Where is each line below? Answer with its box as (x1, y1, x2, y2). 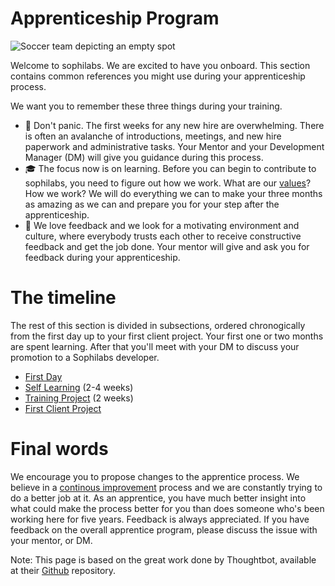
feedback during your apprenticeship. (24, 251, 181, 263)
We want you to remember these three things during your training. (10, 100, 283, 112)
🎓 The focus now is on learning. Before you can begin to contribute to (24, 162, 317, 174)
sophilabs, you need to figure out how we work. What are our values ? (24, 177, 312, 189)
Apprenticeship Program (10, 7, 220, 30)
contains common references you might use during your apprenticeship (10, 70, 306, 82)
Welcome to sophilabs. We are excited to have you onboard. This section (10, 59, 311, 71)
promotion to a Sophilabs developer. (10, 351, 160, 363)
